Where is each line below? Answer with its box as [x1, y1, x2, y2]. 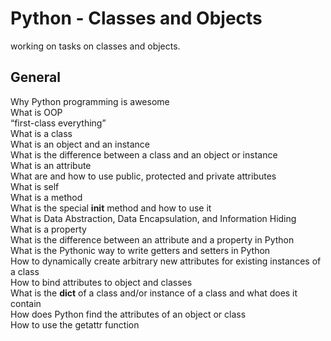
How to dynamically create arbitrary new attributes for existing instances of [10, 255, 322, 267]
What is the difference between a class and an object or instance [10, 148, 278, 161]
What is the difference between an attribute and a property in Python [10, 233, 295, 246]
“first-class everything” [10, 117, 107, 129]
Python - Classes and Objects [10, 7, 263, 30]
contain [10, 297, 42, 309]
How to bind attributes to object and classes [10, 276, 193, 288]
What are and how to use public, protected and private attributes [10, 170, 277, 182]
